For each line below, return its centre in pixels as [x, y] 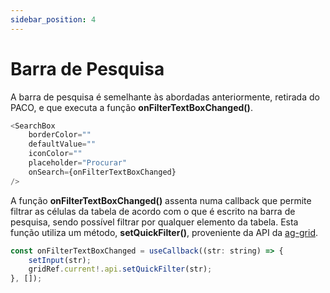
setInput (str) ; [60, 260]
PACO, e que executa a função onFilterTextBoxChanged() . [131, 107]
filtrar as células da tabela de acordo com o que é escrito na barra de [153, 211]
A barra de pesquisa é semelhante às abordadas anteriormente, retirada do [165, 97]
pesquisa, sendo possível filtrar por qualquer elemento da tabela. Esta [154, 222]
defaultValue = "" [62, 144]
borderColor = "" [60, 135]
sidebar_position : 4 [53, 19]
